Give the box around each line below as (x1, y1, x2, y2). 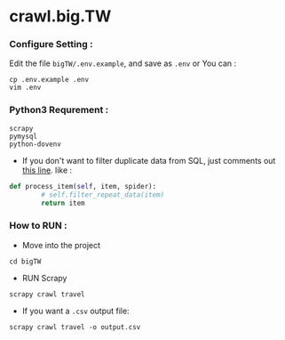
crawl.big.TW (9, 6, 112, 27)
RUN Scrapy (21, 272, 67, 283)
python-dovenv (9, 140, 62, 149)
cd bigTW (9, 256, 42, 266)
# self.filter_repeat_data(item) (41, 190, 165, 199)
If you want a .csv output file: (21, 305, 131, 316)
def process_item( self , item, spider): (9, 182, 157, 190)
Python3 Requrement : (9, 104, 109, 117)
